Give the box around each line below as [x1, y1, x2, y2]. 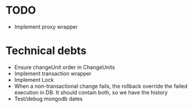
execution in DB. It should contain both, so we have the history [14, 88, 168, 96]
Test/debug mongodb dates [14, 95, 83, 102]
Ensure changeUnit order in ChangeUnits [14, 63, 116, 71]
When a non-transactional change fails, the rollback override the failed [14, 82, 188, 90]
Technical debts [5, 44, 87, 58]
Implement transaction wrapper [14, 69, 92, 77]
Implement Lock [14, 76, 54, 83]
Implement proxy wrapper [14, 23, 78, 30]
